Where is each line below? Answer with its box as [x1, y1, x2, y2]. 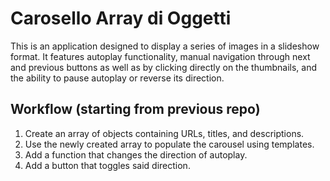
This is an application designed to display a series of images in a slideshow [10, 40, 320, 52]
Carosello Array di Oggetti [10, 7, 232, 30]
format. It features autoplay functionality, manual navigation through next [10, 50, 311, 62]
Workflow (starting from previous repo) [10, 101, 261, 118]
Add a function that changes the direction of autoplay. [24, 148, 248, 161]
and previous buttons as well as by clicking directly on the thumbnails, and [10, 61, 317, 73]
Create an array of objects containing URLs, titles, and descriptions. [24, 127, 305, 139]
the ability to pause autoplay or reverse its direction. [10, 72, 225, 84]
